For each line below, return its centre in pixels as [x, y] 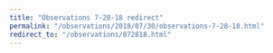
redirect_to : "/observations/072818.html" [90, 34]
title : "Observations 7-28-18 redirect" [87, 18]
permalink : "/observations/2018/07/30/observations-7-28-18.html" [137, 26]
